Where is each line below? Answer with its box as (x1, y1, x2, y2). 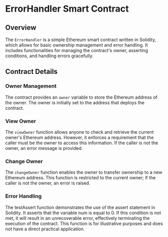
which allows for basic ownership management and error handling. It (5, 42, 148, 48)
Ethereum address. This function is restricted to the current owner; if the (5, 175, 156, 181)
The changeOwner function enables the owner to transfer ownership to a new (5, 169, 162, 175)
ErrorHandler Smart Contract (5, 3, 129, 15)
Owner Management (5, 83, 57, 90)
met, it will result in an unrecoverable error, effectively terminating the (5, 215, 150, 221)
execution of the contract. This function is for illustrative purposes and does (5, 220, 163, 226)
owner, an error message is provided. (5, 145, 83, 151)
